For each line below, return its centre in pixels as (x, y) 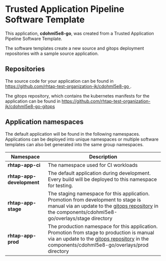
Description (103, 157)
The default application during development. (99, 173)
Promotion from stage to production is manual (101, 232)
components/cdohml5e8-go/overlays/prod (98, 245)
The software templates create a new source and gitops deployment (75, 48)
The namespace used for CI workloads (93, 165)
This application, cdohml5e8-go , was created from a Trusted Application (80, 33)
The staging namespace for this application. (99, 193)
